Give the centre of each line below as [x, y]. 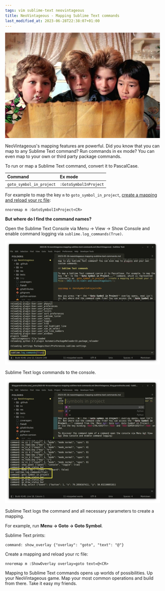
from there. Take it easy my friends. [41, 584]
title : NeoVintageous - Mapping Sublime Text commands [62, 16]
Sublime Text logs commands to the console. [51, 373]
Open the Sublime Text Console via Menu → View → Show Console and [77, 229]
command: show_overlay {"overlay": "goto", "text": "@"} [65, 545]
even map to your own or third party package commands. [63, 156]
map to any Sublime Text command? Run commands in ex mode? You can [80, 151]
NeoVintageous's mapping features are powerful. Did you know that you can [82, 146]
